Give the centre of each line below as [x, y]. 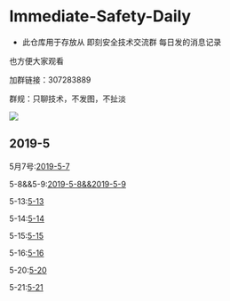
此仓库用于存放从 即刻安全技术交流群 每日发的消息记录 [122, 42]
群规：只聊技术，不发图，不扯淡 [67, 99]
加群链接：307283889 [50, 79]
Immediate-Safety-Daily [100, 16]
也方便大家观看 [36, 60]
